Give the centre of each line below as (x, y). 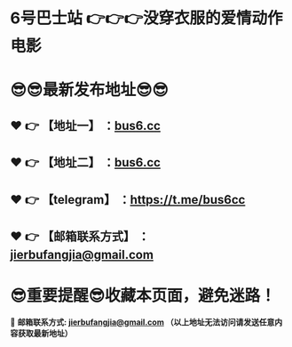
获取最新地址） (45, 333)
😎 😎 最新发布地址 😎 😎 (89, 90)
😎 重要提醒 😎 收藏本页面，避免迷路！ (143, 296)
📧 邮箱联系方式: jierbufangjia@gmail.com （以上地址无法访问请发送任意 (142, 322)
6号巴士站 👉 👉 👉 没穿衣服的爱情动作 (146, 18)
